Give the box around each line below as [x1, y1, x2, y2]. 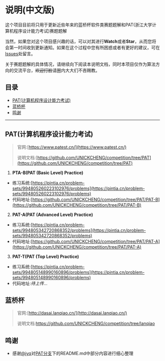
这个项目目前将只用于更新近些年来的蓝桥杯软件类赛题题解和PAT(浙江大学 [5, 22, 152, 28]
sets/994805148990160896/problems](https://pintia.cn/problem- [12, 269, 145, 275]
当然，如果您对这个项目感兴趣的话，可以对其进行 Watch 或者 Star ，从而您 [5, 38, 152, 44]
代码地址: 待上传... [12, 280, 48, 286]
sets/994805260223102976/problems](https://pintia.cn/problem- [12, 185, 145, 191]
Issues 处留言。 [5, 50, 36, 57]
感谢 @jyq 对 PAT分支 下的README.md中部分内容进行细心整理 [12, 351, 134, 357]
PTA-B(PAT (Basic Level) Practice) [12, 170, 83, 176]
